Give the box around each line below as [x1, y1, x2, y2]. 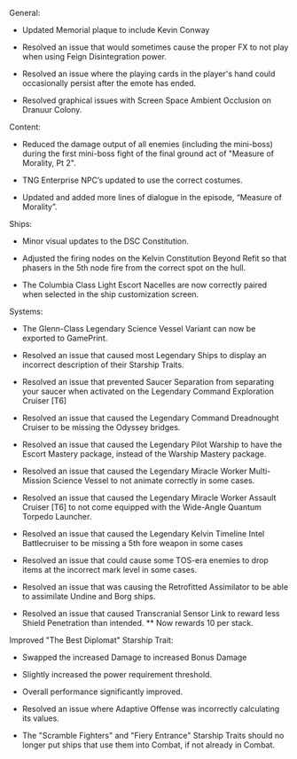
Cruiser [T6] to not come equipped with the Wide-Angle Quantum [21, 502, 262, 513]
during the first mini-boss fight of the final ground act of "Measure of [21, 148, 275, 159]
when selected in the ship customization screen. [21, 289, 199, 300]
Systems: [9, 306, 43, 317]
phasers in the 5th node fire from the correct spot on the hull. [21, 262, 246, 273]
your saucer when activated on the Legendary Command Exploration [21, 386, 275, 396]
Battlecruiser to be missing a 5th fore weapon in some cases [21, 538, 244, 548]
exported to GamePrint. [21, 333, 108, 343]
